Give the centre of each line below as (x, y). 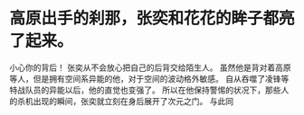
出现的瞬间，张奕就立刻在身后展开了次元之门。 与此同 (133, 101)
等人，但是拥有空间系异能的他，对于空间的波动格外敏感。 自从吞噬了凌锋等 (149, 78)
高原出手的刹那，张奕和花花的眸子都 (144, 18)
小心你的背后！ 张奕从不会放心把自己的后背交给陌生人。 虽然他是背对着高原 (150, 67)
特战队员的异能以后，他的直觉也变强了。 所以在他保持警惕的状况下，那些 (145, 90)
